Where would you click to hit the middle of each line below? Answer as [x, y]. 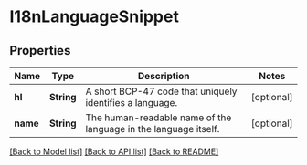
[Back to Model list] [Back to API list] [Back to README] [114, 151]
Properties [40, 51]
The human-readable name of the [159, 118]
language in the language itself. [153, 129]
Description [164, 76]
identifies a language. [132, 103]
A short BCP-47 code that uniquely [161, 91]
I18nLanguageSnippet [95, 17]
